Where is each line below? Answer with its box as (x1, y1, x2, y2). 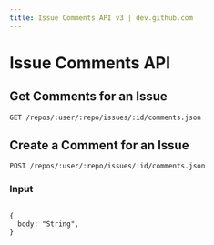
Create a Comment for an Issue (9, 138, 189, 153)
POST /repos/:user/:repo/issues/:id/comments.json (9, 161, 206, 171)
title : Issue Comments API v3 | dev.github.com (9, 13, 194, 23)
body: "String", (17, 219, 79, 229)
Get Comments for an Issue (9, 88, 168, 105)
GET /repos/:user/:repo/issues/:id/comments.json (9, 113, 202, 122)
